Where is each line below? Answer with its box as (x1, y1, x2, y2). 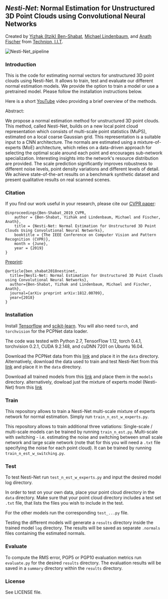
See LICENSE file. (5, 589, 42, 595)
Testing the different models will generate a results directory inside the (5, 519, 153, 526)
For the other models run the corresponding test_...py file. (5, 510, 129, 516)
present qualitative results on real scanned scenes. (5, 176, 111, 183)
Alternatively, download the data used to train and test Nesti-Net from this (5, 358, 158, 365)
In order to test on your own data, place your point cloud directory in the (5, 489, 155, 496)
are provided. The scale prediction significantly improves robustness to (5, 161, 153, 167)
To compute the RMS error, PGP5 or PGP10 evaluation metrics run (5, 554, 142, 560)
